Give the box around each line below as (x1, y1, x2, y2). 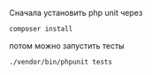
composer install (9, 25, 73, 34)
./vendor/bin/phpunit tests (9, 57, 113, 66)
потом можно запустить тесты (9, 40, 125, 51)
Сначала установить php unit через (9, 8, 143, 18)
